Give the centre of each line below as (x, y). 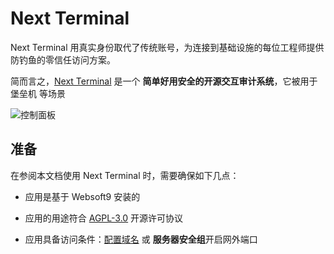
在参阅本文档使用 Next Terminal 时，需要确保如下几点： (125, 175)
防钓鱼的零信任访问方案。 (63, 59)
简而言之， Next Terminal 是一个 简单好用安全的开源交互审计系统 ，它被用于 (164, 81)
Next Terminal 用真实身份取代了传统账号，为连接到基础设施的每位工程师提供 (167, 47)
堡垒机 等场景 (38, 93)
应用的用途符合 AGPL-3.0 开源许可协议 (104, 218)
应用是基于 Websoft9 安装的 (82, 196)
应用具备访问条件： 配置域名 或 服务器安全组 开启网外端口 (141, 239)
